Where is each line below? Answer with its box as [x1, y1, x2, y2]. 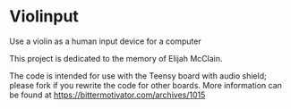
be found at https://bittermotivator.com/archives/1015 [9, 89, 206, 100]
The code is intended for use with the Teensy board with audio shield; [9, 70, 267, 81]
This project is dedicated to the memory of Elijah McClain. [9, 53, 223, 63]
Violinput [9, 6, 79, 27]
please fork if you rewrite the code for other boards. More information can [9, 80, 282, 90]
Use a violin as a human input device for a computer [9, 36, 201, 46]
